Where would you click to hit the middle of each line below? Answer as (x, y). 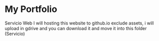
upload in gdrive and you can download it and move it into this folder (76, 28)
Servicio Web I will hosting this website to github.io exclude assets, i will (79, 23)
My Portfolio (31, 9)
